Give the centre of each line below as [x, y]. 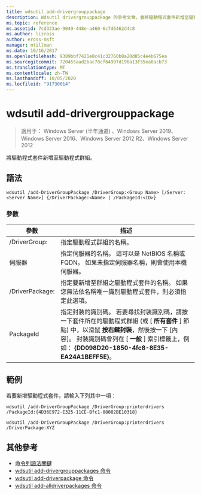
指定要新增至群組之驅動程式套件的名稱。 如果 [124, 283]
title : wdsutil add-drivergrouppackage [56, 12]
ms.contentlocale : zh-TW [37, 73]
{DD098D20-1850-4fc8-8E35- [121, 348]
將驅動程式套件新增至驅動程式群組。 [51, 157]
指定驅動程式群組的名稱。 [97, 242]
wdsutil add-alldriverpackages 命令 [58, 485]
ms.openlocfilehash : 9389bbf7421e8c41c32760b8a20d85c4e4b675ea [87, 56]
